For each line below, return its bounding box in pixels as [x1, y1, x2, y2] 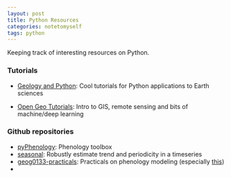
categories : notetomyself [7, 23, 82, 30]
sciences [17, 89, 44, 97]
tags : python [7, 29, 45, 37]
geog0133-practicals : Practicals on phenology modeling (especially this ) [17, 157, 225, 166]
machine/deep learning [17, 109, 85, 118]
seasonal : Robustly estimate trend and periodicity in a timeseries [17, 150, 203, 158]
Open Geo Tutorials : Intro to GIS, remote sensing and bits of [17, 102, 189, 111]
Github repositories [7, 127, 74, 136]
